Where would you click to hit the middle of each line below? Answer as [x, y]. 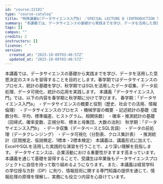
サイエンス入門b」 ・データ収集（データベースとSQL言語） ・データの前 [77, 128]
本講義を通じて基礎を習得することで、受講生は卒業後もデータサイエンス [77, 159]
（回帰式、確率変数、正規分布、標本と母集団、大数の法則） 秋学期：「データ [81, 122]
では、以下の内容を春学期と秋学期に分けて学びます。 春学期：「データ [83, 98]
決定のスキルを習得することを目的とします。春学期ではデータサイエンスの [83, 80]
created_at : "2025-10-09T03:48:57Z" [46, 55]
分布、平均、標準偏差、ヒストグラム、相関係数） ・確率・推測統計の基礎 [82, 116]
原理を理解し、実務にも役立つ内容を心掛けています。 [75, 177]
